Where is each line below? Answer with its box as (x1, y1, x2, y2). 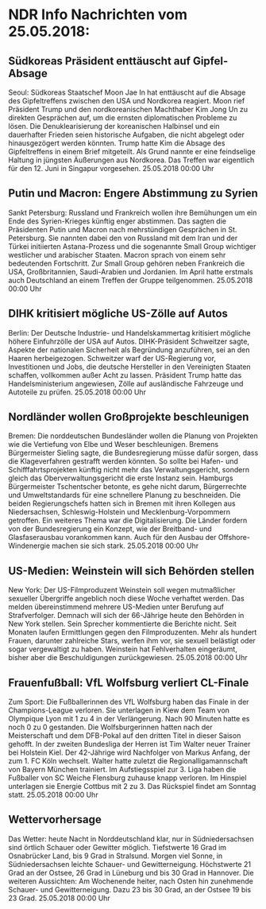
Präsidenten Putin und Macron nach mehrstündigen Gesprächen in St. (8, 224, 237, 234)
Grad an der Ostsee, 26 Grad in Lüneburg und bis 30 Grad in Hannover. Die (8, 868, 254, 877)
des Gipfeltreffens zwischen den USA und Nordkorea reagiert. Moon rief (8, 96, 245, 105)
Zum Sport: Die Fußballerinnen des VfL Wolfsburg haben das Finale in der (8, 697, 249, 707)
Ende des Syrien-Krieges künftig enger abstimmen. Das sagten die (8, 216, 226, 226)
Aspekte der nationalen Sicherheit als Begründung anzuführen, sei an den (8, 344, 250, 355)
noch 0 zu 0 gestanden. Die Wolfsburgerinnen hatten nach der (8, 722, 213, 732)
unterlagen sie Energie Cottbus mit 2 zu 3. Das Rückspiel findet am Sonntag (8, 782, 256, 791)
